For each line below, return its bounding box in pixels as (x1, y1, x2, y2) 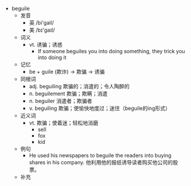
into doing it (37, 54, 67, 61)
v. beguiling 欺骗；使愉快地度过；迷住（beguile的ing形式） (29, 105, 171, 112)
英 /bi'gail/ (29, 19, 54, 26)
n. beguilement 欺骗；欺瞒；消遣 (29, 90, 108, 97)
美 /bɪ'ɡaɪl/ (29, 26, 55, 33)
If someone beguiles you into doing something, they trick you (37, 48, 185, 54)
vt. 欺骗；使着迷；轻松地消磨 (29, 119, 99, 126)
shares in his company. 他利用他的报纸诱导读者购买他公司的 (29, 159, 173, 166)
